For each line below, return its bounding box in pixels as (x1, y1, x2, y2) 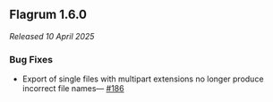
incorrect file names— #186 (21, 83, 124, 94)
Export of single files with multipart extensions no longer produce (21, 73, 264, 84)
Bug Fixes (9, 53, 54, 65)
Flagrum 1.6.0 (9, 7, 88, 22)
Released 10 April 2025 (9, 30, 95, 41)
